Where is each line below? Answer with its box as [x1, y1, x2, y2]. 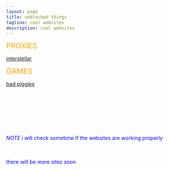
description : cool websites [6, 25, 75, 31]
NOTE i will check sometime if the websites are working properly [6, 135, 163, 142]
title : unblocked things [6, 14, 67, 20]
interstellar [6, 55, 32, 62]
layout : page [6, 8, 38, 15]
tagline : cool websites [6, 19, 65, 25]
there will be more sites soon [6, 158, 77, 165]
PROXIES [6, 41, 38, 51]
